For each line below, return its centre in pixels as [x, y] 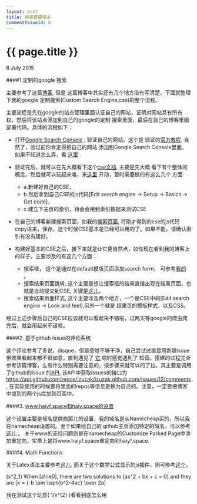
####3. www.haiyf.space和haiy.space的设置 [60, 406]
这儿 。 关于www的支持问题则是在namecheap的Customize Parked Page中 [96, 433]
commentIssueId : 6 [29, 22]
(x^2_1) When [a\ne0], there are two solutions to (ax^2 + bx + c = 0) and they [99, 477]
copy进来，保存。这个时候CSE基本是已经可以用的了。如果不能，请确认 [100, 229]
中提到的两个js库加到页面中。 [42, 394]
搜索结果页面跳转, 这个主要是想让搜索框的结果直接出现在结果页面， [105, 284]
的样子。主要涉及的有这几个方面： [56, 256]
